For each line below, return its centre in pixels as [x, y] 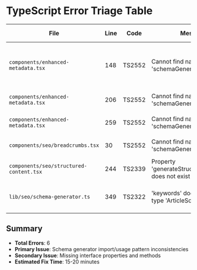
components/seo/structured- [48, 166]
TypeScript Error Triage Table [79, 11]
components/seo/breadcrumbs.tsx [54, 145]
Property [164, 161]
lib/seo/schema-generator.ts [50, 196]
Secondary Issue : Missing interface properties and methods [88, 255]
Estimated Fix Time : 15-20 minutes [57, 261]
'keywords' [167, 193]
